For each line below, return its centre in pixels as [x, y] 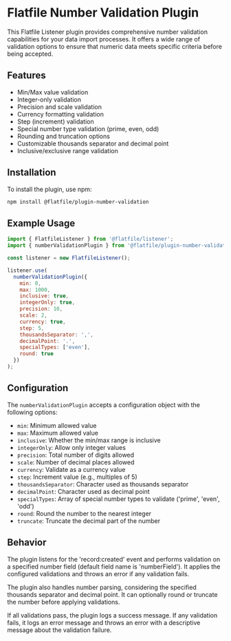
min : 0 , [30, 283]
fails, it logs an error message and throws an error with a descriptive [104, 622]
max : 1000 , [35, 290]
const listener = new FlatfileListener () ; [69, 258]
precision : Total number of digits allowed [76, 455]
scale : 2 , [34, 315]
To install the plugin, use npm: [49, 189]
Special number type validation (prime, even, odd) [88, 128]
